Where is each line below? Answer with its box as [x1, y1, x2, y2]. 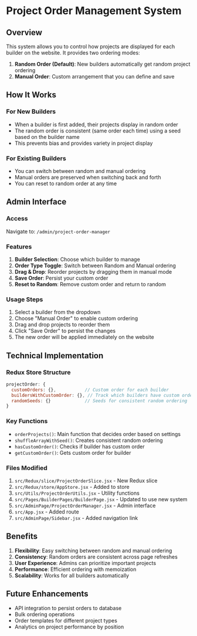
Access [6, 215, 28, 223]
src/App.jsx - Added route [14, 508, 79, 515]
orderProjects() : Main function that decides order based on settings [14, 430, 181, 437]
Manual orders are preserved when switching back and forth [14, 174, 161, 181]
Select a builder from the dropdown [14, 309, 101, 316]
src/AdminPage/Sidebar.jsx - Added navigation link [14, 514, 138, 521]
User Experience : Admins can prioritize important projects [14, 559, 157, 566]
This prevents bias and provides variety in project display [14, 140, 153, 147]
